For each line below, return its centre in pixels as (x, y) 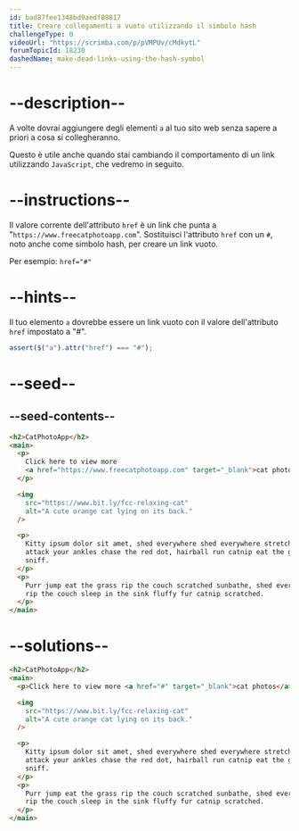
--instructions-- (70, 200)
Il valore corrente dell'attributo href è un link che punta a (113, 225)
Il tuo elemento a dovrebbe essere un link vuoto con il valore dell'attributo (144, 321)
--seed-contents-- (62, 416)
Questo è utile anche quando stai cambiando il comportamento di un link (142, 154)
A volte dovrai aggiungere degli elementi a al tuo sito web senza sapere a (143, 128)
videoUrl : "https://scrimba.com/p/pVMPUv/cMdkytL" (105, 42)
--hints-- (43, 298)
